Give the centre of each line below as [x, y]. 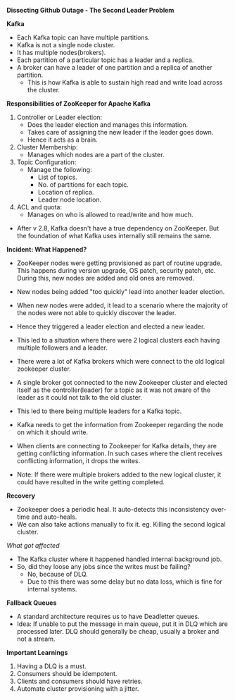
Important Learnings [37, 652]
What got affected [33, 545]
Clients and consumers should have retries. [80, 681]
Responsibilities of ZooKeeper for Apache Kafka [78, 104]
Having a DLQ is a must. [52, 666]
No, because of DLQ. [58, 574]
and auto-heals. [54, 517]
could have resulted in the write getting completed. [91, 482]
